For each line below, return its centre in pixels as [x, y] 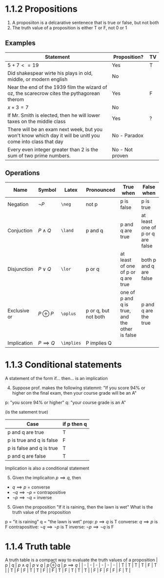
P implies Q [99, 343]
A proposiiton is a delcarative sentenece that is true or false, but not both [85, 22]
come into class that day [35, 141]
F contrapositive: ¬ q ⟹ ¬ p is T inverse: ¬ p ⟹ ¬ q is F [60, 527]
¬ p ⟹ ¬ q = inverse [32, 497]
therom [16, 99]
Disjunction [20, 269]
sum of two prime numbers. [39, 156]
